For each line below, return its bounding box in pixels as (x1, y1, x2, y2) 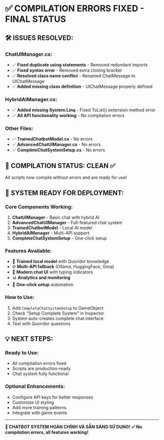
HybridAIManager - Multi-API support (12, 230, 89, 236)
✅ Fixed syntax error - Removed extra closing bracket (12, 67, 122, 73)
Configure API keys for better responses (12, 394, 94, 400)
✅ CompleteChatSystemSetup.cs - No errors (12, 147, 105, 153)
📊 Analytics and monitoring (12, 274, 71, 281)
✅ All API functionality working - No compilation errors (12, 113, 125, 119)
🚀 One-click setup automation (12, 282, 74, 288)
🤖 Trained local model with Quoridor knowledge (12, 258, 109, 264)
